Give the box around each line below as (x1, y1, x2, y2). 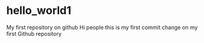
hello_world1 (6, 4, 71, 18)
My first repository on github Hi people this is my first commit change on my (6, 24, 198, 31)
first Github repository (6, 30, 62, 37)
